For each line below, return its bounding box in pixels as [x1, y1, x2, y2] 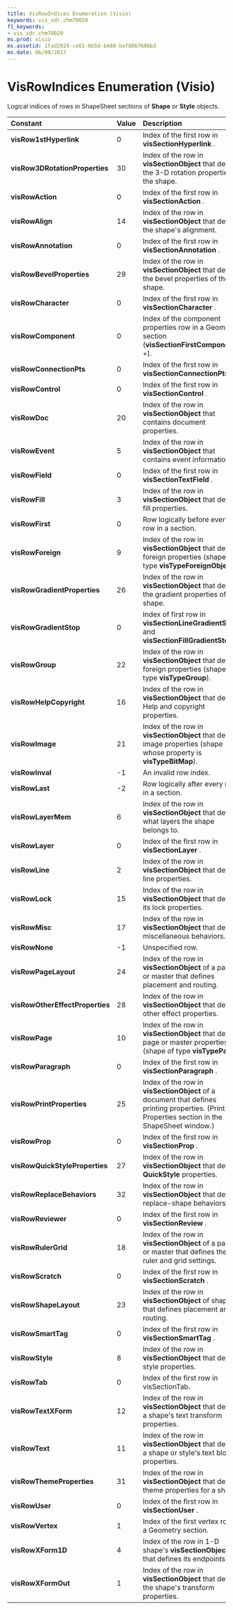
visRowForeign [10, 548, 61, 557]
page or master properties [142, 1037, 228, 1047]
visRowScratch [10, 1271, 62, 1281]
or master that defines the [142, 1247, 227, 1257]
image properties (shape [142, 739, 223, 749]
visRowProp [10, 1136, 51, 1146]
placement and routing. [142, 980, 218, 989]
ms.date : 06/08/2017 [7, 49, 67, 56]
